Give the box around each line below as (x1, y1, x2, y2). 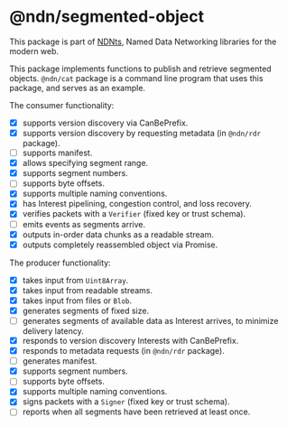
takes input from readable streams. (22, 284, 153, 295)
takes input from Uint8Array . (22, 274, 129, 285)
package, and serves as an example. (9, 82, 146, 93)
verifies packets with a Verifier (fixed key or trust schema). (22, 208, 246, 219)
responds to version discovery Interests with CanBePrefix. (22, 336, 239, 346)
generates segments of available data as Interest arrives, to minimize (22, 315, 279, 326)
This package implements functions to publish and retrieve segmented (9, 63, 273, 74)
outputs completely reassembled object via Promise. (22, 239, 218, 250)
